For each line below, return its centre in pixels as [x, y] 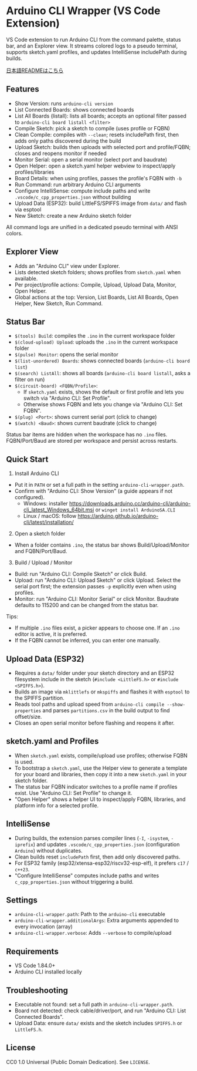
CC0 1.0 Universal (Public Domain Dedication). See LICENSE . [78, 1062]
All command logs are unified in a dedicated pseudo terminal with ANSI [92, 227]
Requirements [32, 952]
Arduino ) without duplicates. [49, 850]
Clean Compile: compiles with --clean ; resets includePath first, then [96, 134]
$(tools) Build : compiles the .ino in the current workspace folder [95, 336]
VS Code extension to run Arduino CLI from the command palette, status [94, 39]
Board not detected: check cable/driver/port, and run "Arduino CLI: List [100, 1011]
